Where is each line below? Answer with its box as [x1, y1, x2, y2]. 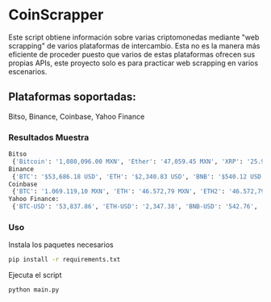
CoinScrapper [8, 6, 104, 24]
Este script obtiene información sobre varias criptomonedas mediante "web [8, 32, 260, 42]
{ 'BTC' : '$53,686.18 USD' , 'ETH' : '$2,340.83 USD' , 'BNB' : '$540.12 [11, 172, 248, 181]
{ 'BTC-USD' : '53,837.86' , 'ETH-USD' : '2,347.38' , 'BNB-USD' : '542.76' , [11, 203, 258, 211]
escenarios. [8, 66, 48, 76]
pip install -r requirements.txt [8, 256, 121, 264]
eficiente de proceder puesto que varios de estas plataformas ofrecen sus [8, 49, 256, 59]
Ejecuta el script [8, 271, 62, 280]
